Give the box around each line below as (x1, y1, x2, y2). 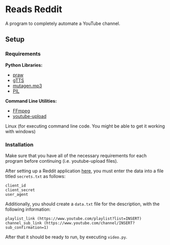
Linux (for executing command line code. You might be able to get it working (5, 123, 165, 129)
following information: (5, 206, 51, 212)
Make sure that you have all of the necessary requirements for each (5, 152, 147, 159)
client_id (5, 183, 26, 188)
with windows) (5, 128, 36, 134)
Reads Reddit (5, 4, 62, 15)
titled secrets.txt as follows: (5, 173, 66, 179)
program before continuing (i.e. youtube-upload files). (5, 158, 118, 164)
